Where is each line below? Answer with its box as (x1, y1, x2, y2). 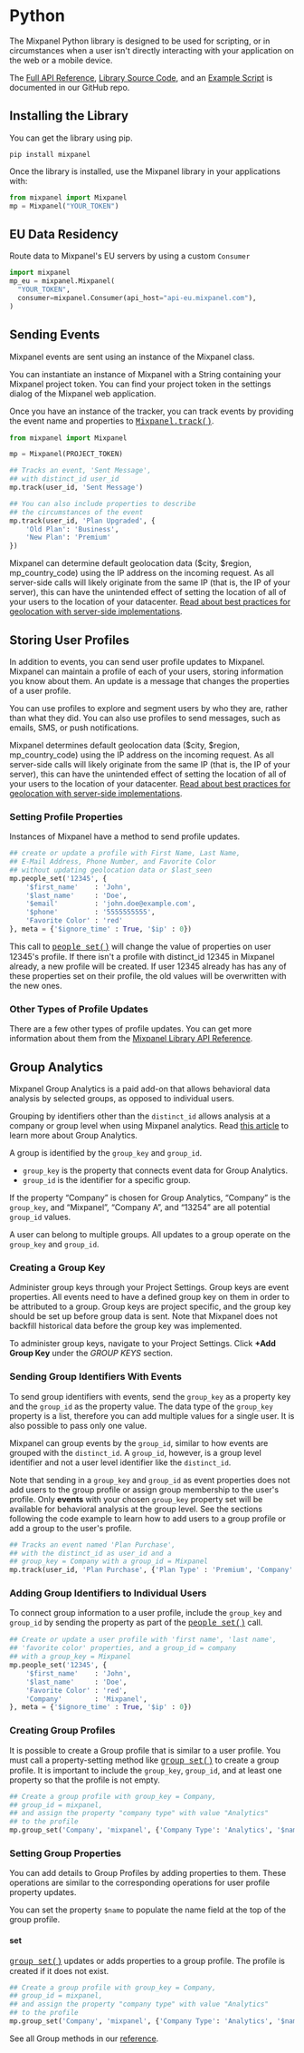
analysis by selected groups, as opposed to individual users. (9, 1093, 235, 1104)
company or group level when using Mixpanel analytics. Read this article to (9, 1120, 290, 1131)
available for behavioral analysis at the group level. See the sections (9, 1503, 262, 1514)
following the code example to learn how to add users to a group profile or (9, 1512, 287, 1524)
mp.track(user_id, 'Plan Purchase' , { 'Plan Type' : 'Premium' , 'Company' (9, 1566, 294, 1575)
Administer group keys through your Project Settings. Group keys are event (9, 1282, 290, 1293)
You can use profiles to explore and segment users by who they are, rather (9, 702, 288, 713)
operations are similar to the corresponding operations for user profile (9, 1877, 271, 1888)
